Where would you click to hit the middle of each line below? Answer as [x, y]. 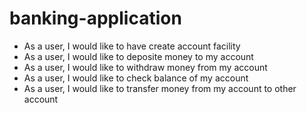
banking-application [95, 18]
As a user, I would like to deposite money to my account [138, 56]
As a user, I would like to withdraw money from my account [145, 67]
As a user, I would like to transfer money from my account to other [160, 88]
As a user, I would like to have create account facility [132, 46]
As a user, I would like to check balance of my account [136, 78]
